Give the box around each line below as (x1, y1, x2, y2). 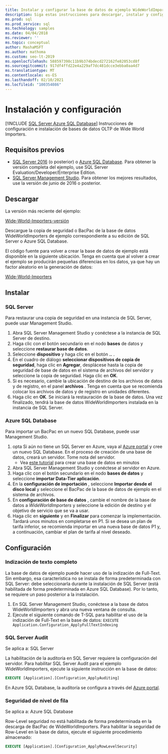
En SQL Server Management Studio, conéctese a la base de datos (12, 601, 148, 607)
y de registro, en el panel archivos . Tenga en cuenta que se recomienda (12, 383, 162, 389)
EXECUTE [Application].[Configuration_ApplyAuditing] (5, 676, 120, 681)
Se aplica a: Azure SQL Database (5, 709, 73, 715)
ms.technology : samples (5, 26, 55, 31)
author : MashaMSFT (5, 45, 43, 50)
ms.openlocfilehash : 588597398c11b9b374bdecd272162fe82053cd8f (5, 59, 140, 64)
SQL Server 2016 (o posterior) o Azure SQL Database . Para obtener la (12, 159, 156, 165)
